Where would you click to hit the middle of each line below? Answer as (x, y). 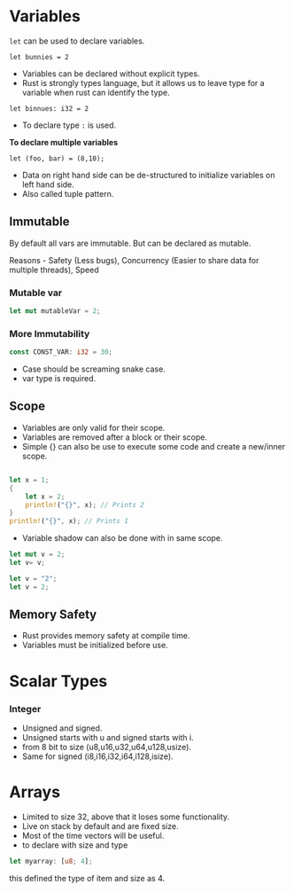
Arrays (35, 792)
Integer (25, 708)
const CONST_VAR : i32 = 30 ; (61, 352)
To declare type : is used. (69, 125)
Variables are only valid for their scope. (93, 427)
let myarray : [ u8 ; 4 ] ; (51, 861)
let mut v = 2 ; (37, 555)
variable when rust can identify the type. (96, 92)
